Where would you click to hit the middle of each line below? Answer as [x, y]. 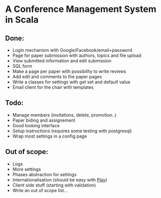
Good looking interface [36, 125]
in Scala [22, 20]
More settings [27, 169]
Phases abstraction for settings [44, 174]
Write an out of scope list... [40, 190]
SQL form [22, 66]
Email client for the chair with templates [53, 87]
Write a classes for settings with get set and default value [71, 82]
